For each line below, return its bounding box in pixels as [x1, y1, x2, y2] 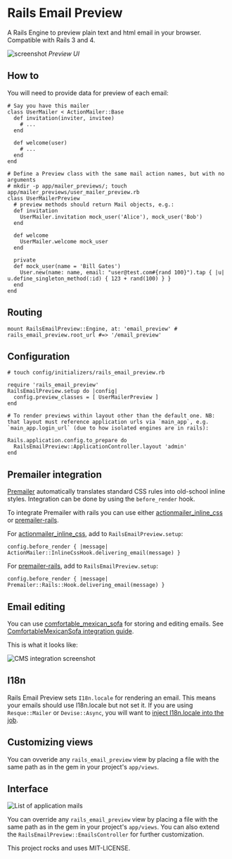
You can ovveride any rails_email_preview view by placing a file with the [7, 755, 219, 763]
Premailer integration [7, 468, 102, 480]
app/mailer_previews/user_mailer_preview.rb [7, 188, 140, 195]
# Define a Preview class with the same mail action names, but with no [7, 170, 225, 177]
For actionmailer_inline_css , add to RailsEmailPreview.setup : [7, 530, 183, 538]
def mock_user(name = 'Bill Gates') [13, 262, 121, 269]
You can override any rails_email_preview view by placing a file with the [7, 815, 218, 824]
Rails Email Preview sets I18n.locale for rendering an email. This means [7, 693, 217, 702]
